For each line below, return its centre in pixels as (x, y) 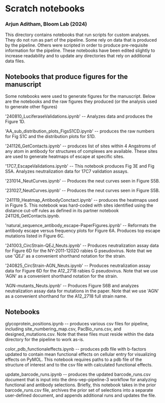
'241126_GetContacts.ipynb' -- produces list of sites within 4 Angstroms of (81, 146)
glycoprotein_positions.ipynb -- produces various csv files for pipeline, (77, 324)
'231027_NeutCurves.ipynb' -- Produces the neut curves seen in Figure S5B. (82, 190)
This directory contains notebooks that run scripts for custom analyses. (78, 35)
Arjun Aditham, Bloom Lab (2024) (46, 24)
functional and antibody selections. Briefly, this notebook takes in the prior (81, 385)
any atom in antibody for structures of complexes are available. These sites (81, 151)
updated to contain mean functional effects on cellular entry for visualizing (81, 355)
